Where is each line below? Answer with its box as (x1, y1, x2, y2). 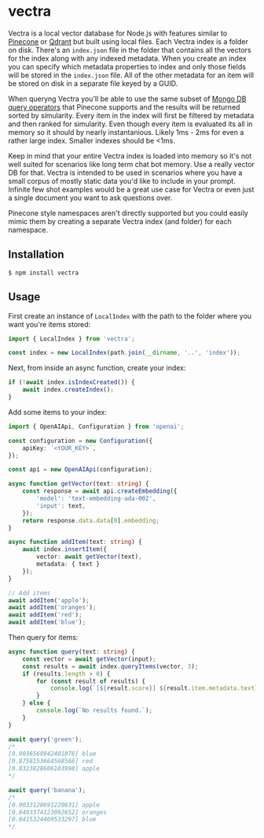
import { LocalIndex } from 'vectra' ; (8, 334, 135, 343)
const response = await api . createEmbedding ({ (22, 487, 178, 495)
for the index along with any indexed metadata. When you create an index (8, 54, 247, 63)
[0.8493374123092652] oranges (8, 808, 108, 816)
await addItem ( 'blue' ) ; (8, 618, 86, 627)
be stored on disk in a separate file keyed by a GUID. (8, 78, 178, 88)
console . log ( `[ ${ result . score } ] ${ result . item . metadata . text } (49, 684, 258, 692)
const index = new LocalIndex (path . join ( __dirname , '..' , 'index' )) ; (8, 349, 241, 357)
